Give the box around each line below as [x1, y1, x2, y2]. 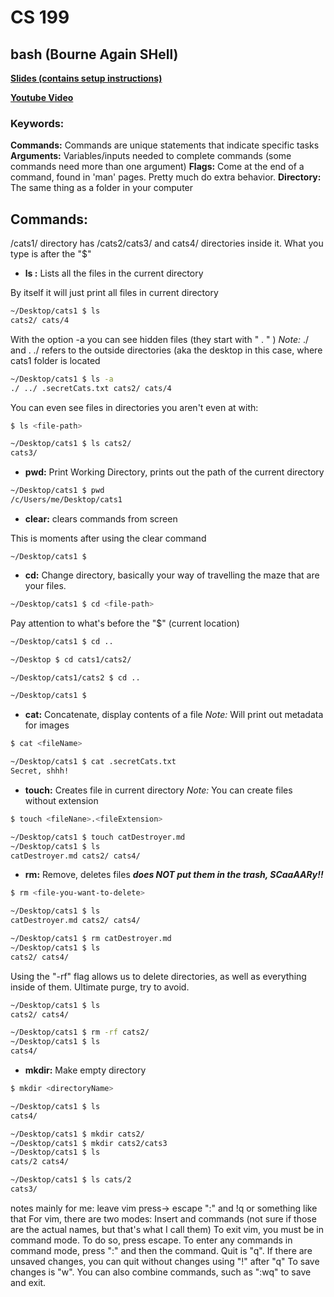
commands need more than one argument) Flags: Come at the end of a [10, 161, 305, 173]
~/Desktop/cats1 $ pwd [10, 486, 105, 496]
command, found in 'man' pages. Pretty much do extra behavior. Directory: [10, 171, 322, 183]
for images [24, 719, 70, 731]
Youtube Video [10, 92, 74, 103]
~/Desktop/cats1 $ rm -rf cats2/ [10, 1027, 150, 1038]
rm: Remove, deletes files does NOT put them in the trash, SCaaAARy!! [24, 869, 324, 881]
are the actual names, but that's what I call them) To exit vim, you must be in [10, 1223, 324, 1235]
